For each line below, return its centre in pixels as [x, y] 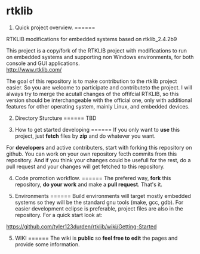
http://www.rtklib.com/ [34, 69]
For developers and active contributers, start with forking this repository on [99, 147]
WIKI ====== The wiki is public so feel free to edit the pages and [96, 238]
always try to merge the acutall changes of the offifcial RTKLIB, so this [93, 94]
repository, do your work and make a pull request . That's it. [89, 184]
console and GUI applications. [43, 63]
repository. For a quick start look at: [59, 215]
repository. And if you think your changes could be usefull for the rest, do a [99, 160]
